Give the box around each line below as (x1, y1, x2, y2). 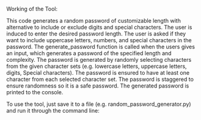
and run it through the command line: (6, 107, 100, 114)
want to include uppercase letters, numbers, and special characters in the (6, 37, 192, 43)
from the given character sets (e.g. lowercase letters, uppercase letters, (6, 62, 188, 70)
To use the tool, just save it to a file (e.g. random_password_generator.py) (6, 100, 191, 108)
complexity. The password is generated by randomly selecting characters (6, 56, 192, 63)
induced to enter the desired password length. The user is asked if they (6, 30, 186, 37)
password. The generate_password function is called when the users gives (6, 43, 196, 50)
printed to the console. (6, 89, 64, 96)
